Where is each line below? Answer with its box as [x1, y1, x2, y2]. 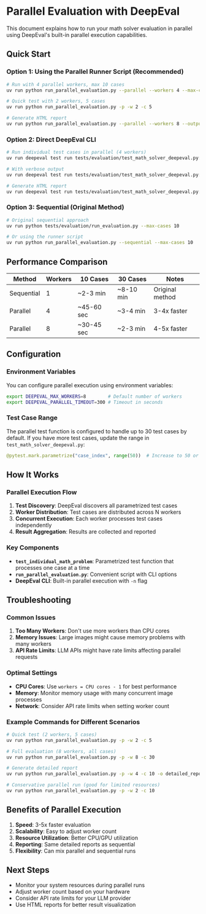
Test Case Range [6, 414, 58, 422]
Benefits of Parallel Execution [6, 805, 121, 815]
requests [15, 653, 38, 661]
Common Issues [6, 613, 56, 621]
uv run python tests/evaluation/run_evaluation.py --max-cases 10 [6, 223, 180, 229]
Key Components [6, 543, 59, 552]
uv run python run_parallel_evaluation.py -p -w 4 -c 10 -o [6, 771, 164, 777]
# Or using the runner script [6, 234, 84, 240]
